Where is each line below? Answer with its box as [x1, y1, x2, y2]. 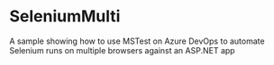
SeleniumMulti [9, 6, 121, 27]
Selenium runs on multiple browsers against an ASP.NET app [9, 45, 236, 55]
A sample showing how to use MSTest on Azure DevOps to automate [9, 36, 265, 46]
